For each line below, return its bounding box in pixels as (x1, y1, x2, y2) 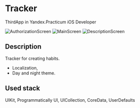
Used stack (5, 84, 40, 92)
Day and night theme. (12, 70, 56, 76)
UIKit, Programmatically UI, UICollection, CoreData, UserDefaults (5, 97, 135, 103)
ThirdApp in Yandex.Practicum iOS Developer (5, 19, 97, 25)
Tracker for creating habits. (5, 55, 60, 61)
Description (5, 42, 41, 51)
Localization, (12, 65, 38, 71)
